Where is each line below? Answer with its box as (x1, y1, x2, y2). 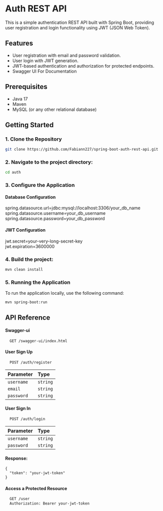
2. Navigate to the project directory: (5, 159, 93, 166)
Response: (5, 455, 28, 461)
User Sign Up (5, 349, 33, 355)
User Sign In (5, 406, 31, 412)
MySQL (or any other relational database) (12, 106, 97, 112)
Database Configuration (5, 194, 56, 200)
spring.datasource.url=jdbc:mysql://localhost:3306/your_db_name (5, 205, 141, 211)
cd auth (5, 170, 21, 175)
